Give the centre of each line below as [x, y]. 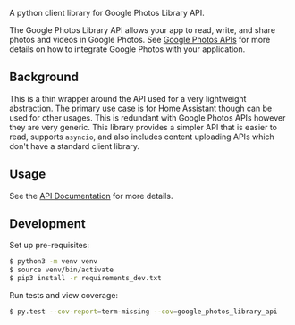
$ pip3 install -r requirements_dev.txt [86, 279]
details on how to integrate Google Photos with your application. [127, 49]
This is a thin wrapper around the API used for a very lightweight [128, 98]
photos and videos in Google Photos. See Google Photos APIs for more [140, 40]
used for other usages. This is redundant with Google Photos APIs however [147, 117]
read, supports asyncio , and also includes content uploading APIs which [142, 137]
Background [44, 77]
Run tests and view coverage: [64, 296]
